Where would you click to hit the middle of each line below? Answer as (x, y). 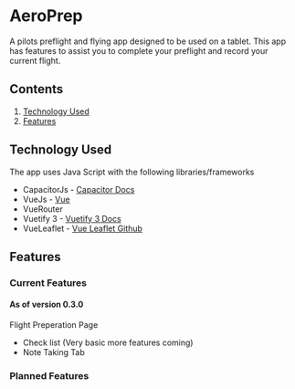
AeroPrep (47, 16)
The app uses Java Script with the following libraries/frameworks (132, 172)
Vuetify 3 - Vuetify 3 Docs (72, 218)
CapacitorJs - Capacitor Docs (79, 189)
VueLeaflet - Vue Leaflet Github (83, 228)
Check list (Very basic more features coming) (108, 342)
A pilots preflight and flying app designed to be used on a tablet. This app (147, 41)
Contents (37, 89)
